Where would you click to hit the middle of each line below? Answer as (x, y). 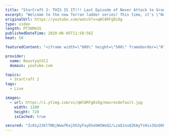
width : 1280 (27, 107)
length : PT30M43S (23, 29)
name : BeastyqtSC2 (29, 61)
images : (13, 98)
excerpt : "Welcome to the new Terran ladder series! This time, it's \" (83, 15)
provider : (16, 56)
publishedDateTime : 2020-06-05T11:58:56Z (49, 33)
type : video (18, 24)
